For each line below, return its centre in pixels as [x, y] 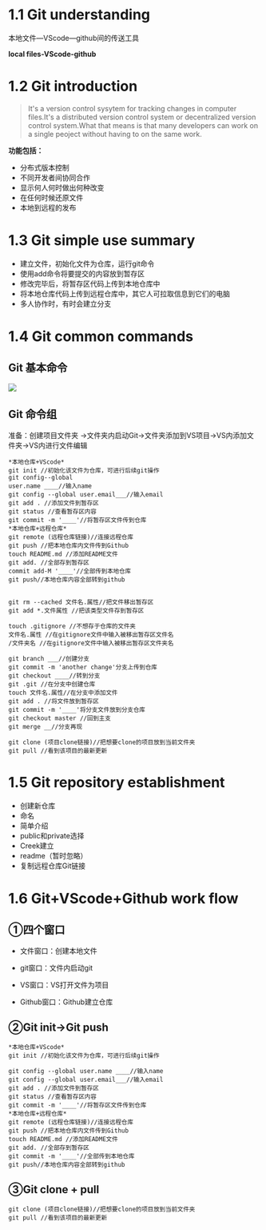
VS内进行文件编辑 [58, 445]
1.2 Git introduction [73, 86]
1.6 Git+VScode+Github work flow [123, 898]
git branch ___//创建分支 [49, 658]
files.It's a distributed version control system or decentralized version [142, 117]
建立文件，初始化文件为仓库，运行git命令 [87, 263]
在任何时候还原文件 [52, 197]
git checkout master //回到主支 [60, 718]
